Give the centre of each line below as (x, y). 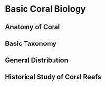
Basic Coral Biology (46, 9)
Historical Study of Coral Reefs (53, 77)
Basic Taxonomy (31, 43)
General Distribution (37, 60)
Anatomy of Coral (33, 27)
